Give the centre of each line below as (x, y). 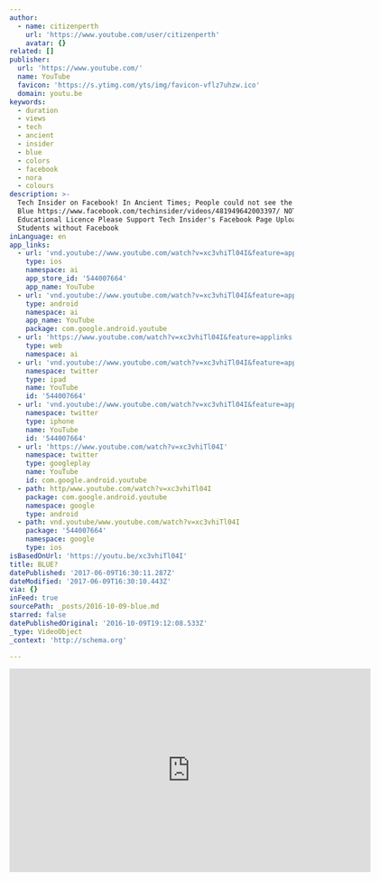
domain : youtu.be (50, 93)
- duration (38, 110)
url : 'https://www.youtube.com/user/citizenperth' (123, 34)
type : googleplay (58, 464)
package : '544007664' (66, 531)
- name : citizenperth (58, 26)
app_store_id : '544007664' (76, 279)
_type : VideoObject (46, 631)
